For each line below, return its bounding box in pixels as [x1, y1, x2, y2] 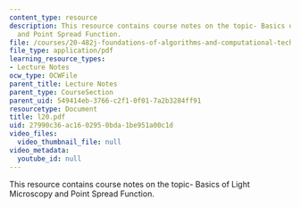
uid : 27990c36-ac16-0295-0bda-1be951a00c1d [9, 121, 174, 130]
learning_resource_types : [9, 54, 105, 63]
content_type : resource [9, 12, 98, 22]
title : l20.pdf [9, 112, 66, 121]
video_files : [9, 129, 58, 138]
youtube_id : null [17, 154, 82, 163]
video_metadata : [9, 146, 70, 154]
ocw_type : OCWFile [9, 71, 78, 80]
